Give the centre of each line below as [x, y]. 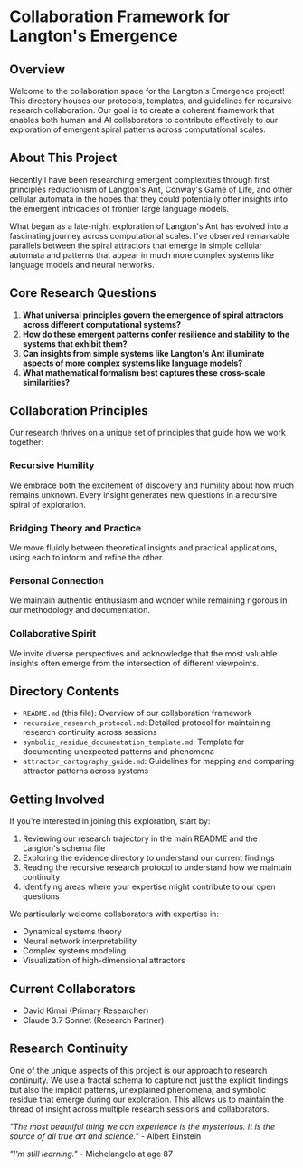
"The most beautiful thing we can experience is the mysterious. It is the [142, 1126]
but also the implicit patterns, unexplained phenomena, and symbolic [138, 1089]
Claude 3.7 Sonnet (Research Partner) [93, 1020]
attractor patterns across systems [85, 771]
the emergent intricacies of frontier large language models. [119, 208]
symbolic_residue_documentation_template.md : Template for [133, 742]
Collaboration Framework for [120, 17]
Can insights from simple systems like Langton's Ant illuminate [143, 353]
